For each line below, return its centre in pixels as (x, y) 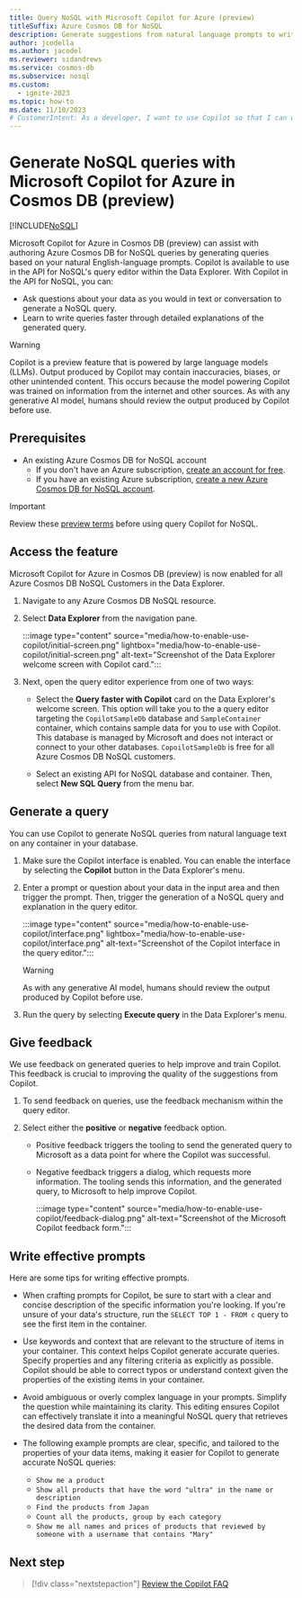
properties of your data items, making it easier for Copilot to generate (151, 1453)
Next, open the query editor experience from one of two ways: (138, 681)
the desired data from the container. (89, 1426)
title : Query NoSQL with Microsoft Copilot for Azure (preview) (132, 18)
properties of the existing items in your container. (113, 1380)
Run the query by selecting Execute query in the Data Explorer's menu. (155, 1014)
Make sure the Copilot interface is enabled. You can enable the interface (156, 860)
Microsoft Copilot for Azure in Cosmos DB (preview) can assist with (134, 243)
